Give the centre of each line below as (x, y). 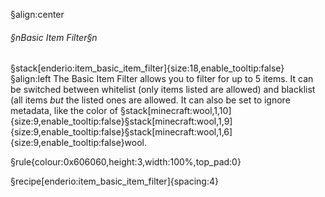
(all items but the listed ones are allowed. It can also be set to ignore (150, 100)
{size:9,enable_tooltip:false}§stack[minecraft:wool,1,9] (121, 121)
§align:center (37, 14)
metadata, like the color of (64, 111)
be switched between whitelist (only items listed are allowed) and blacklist (163, 90)
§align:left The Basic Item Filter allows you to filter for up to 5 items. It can (162, 79)
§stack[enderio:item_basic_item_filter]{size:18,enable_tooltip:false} (147, 68)
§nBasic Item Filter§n (54, 37)
